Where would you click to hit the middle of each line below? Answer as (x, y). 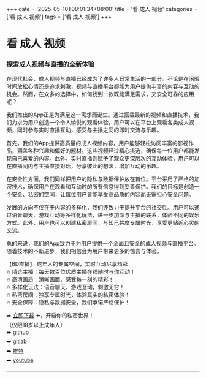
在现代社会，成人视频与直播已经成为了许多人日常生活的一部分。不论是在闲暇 (103, 79)
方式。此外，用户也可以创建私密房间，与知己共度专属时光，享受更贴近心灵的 (103, 223)
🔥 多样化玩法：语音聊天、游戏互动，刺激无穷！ (66, 287)
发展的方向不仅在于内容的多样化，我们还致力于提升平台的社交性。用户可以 (100, 208)
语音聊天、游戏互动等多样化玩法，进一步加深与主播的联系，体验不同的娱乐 (105, 215)
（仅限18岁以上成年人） (36, 325)
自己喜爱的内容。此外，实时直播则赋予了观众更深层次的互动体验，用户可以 (105, 159)
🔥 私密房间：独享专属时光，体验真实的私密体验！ (68, 295)
